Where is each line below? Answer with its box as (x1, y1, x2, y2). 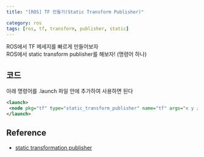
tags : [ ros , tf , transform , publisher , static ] (6, 26, 129, 32)
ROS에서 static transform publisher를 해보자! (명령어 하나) (6, 51, 147, 58)
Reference (6, 128, 47, 138)
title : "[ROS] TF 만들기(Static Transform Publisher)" (6, 9, 144, 15)
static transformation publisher (15, 144, 92, 151)
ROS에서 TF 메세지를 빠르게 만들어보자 (6, 43, 99, 51)
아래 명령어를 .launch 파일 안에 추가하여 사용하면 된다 (6, 88, 134, 95)
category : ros (6, 19, 42, 26)
